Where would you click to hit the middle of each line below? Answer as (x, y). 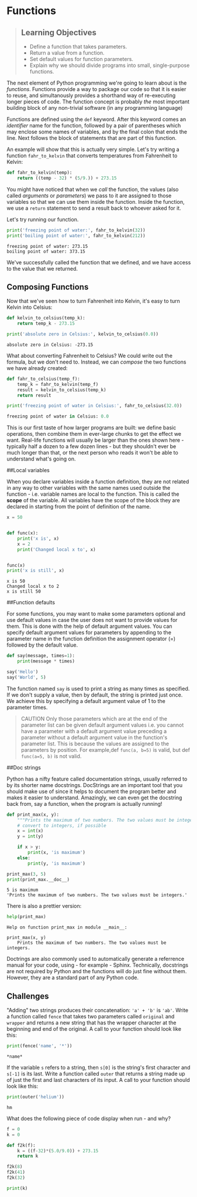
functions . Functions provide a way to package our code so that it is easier (96, 89)
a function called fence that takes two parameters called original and (91, 1017)
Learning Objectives (59, 33)
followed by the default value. (42, 645)
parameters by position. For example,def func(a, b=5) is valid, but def (106, 749)
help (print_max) (26, 917)
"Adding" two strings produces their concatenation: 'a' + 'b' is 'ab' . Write (98, 1010)
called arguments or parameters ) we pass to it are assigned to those (89, 196)
